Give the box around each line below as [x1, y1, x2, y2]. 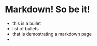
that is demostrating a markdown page [12, 31, 92, 37]
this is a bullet [12, 20, 41, 26]
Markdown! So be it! [5, 4, 90, 15]
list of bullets [12, 25, 39, 31]
